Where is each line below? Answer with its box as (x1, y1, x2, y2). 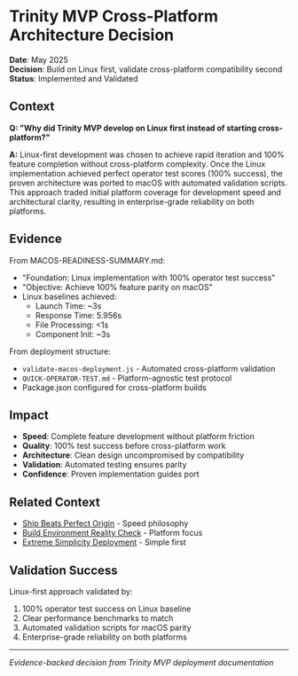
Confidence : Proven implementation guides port (21, 468, 200, 480)
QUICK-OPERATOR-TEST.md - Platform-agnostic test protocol (21, 373, 232, 383)
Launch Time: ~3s (35, 300, 102, 311)
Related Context (9, 494, 100, 509)
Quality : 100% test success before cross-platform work (21, 441, 226, 452)
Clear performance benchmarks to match (21, 613, 174, 623)
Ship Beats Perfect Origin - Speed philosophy (21, 518, 189, 529)
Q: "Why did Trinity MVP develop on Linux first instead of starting (9, 122, 257, 133)
